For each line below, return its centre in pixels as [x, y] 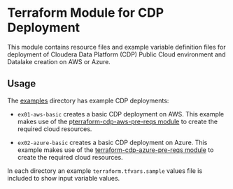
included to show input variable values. [64, 178]
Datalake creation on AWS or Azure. [59, 61]
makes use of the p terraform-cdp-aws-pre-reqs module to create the [118, 121]
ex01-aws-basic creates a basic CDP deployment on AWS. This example [121, 114]
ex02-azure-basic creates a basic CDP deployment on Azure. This [112, 142]
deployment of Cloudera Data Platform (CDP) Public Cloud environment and [116, 54]
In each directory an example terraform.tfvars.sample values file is [105, 171]
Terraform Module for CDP [86, 13]
